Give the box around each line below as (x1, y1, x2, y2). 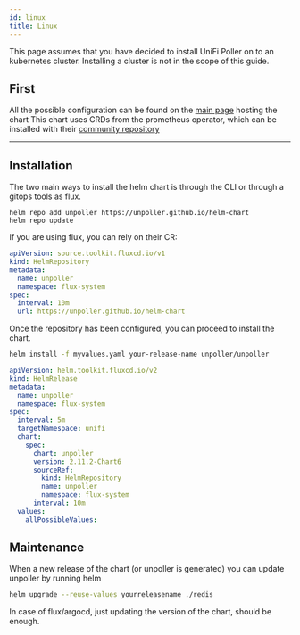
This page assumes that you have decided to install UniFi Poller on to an (9, 45, 275, 56)
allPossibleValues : (25, 515, 98, 524)
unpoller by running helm (9, 573, 102, 584)
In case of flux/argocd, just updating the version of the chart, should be (9, 606, 272, 617)
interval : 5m (17, 416, 66, 425)
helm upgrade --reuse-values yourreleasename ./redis (9, 590, 214, 599)
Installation (9, 158, 73, 173)
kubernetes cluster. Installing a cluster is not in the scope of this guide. (9, 55, 270, 66)
